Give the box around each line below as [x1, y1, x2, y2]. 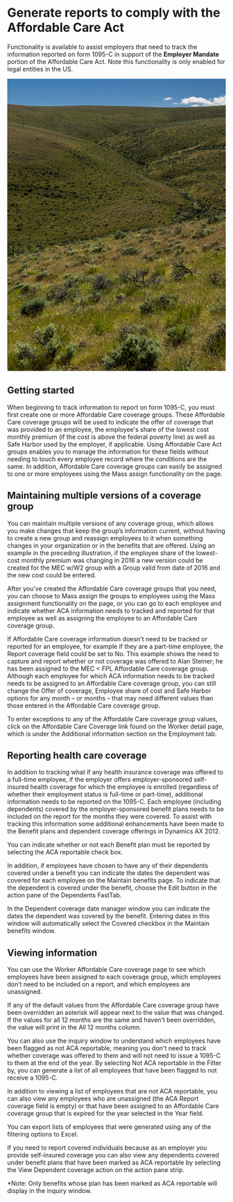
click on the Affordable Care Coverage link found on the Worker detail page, [7, 722, 224, 730]
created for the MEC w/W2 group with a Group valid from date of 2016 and [7, 563, 221, 572]
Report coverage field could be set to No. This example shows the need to [7, 649, 220, 658]
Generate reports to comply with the [7, 5, 221, 21]
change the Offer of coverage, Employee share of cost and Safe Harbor [7, 687, 212, 695]
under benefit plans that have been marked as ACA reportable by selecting [7, 1158, 221, 1167]
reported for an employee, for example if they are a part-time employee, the [7, 642, 224, 650]
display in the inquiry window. [7, 1187, 92, 1195]
